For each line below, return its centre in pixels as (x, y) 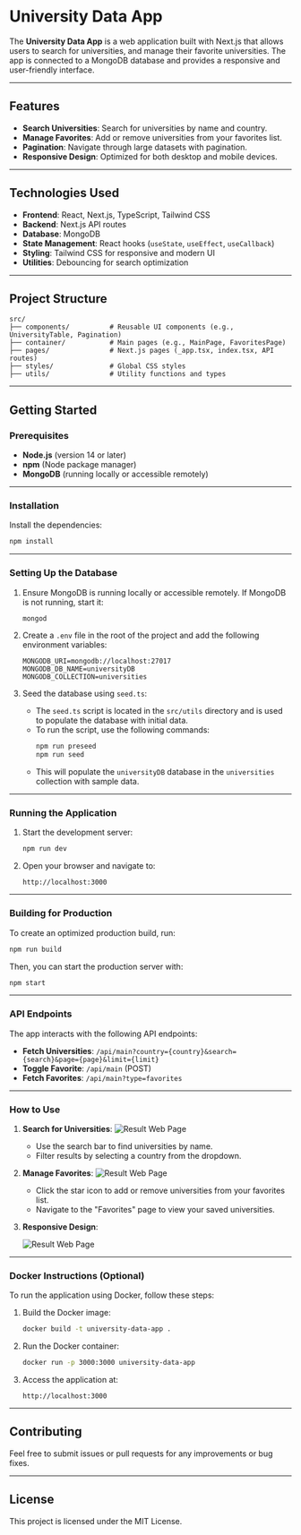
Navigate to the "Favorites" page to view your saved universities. (155, 1209)
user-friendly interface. (52, 70)
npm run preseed (66, 746)
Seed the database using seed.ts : (85, 694)
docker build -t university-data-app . (97, 1329)
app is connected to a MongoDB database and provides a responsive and (145, 60)
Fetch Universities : (58, 1050)
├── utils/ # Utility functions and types (118, 374)
